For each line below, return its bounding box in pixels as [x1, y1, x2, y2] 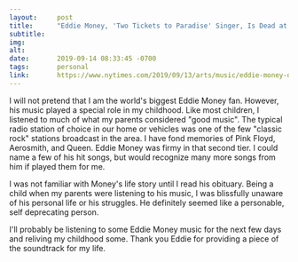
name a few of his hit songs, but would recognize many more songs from [9, 152, 277, 163]
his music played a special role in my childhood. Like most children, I [9, 104, 260, 115]
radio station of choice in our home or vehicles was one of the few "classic [9, 123, 282, 134]
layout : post [9, 12, 74, 22]
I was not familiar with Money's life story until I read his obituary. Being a [9, 179, 274, 189]
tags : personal [9, 63, 90, 72]
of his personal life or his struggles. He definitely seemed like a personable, [9, 197, 285, 208]
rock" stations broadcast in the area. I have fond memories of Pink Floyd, [9, 132, 276, 143]
